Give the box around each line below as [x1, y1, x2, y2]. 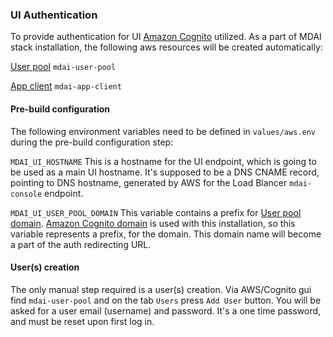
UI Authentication [10, 8, 98, 22]
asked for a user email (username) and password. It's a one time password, [10, 304, 322, 317]
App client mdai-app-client [10, 80, 122, 92]
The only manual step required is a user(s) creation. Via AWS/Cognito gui [10, 283, 312, 295]
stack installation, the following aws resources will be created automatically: [10, 41, 323, 53]
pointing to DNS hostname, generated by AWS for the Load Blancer [10, 176, 288, 188]
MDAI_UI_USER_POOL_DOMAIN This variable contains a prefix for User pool [10, 206, 302, 218]
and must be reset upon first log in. [10, 315, 155, 327]
